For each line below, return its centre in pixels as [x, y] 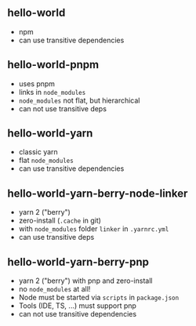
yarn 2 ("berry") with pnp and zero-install [85, 281]
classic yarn [38, 152]
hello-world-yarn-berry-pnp [78, 262]
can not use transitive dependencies [78, 314]
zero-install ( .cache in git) [60, 221]
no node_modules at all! [54, 289]
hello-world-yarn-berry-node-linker [98, 193]
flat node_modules [46, 161]
